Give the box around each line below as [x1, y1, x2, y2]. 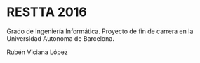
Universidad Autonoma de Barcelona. [6, 34, 115, 42]
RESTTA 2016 [6, 4, 87, 20]
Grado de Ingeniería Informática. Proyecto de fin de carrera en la [6, 27, 194, 35]
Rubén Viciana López [6, 48, 68, 56]
